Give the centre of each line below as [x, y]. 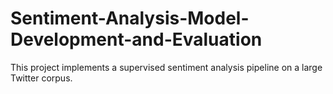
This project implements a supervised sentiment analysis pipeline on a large [166, 67]
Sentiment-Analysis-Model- [130, 18]
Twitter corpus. [41, 78]
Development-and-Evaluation [136, 39]
